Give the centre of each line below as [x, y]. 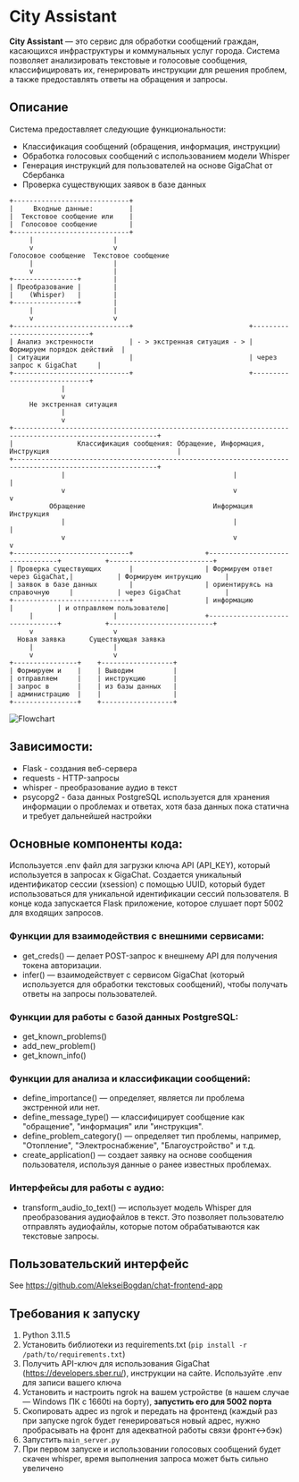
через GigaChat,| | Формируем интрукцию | [119, 576]
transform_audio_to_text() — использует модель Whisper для [137, 1207]
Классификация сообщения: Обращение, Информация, [171, 443]
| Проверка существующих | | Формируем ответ [141, 569]
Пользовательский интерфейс [99, 1264]
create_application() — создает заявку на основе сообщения [137, 1155]
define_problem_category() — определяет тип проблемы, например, [152, 1136]
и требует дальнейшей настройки [87, 815]
